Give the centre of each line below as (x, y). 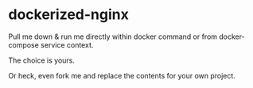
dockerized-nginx (68, 15)
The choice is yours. (42, 60)
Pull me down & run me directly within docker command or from (113, 36)
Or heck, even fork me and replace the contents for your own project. (122, 75)
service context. (67, 44)
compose (24, 44)
